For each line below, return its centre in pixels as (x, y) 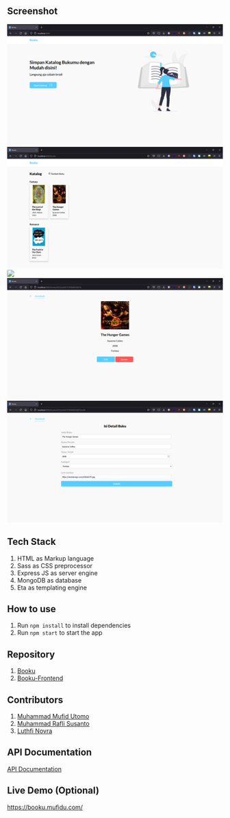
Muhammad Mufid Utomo (53, 716)
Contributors (35, 700)
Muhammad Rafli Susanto (53, 724)
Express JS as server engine (57, 573)
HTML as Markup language (55, 558)
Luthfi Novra (35, 731)
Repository (31, 654)
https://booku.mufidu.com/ (45, 807)
